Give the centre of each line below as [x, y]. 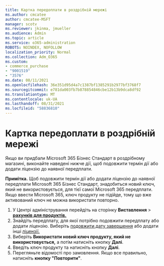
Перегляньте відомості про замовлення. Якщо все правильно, [80, 252]
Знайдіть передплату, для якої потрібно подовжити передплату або [86, 221]
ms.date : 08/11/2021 [27, 80]
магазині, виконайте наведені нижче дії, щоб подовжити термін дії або [82, 163]
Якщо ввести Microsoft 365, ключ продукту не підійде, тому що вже [78, 194]
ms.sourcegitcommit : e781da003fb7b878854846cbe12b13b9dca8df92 [73, 90]
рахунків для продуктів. [39, 215]
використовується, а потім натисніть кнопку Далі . [68, 242]
